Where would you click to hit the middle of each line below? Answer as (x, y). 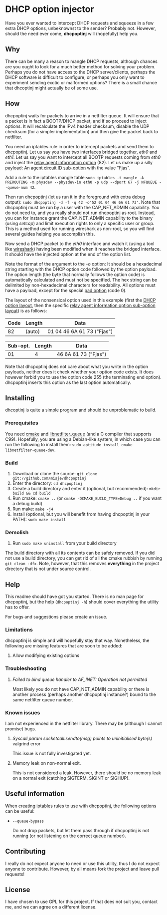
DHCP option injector (50, 9)
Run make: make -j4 (33, 509)
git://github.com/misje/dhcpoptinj (49, 478)
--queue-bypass (28, 821)
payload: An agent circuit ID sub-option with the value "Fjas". (68, 168)
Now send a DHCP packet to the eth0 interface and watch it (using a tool (80, 244)
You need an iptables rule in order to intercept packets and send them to (80, 146)
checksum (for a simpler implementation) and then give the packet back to (82, 131)
